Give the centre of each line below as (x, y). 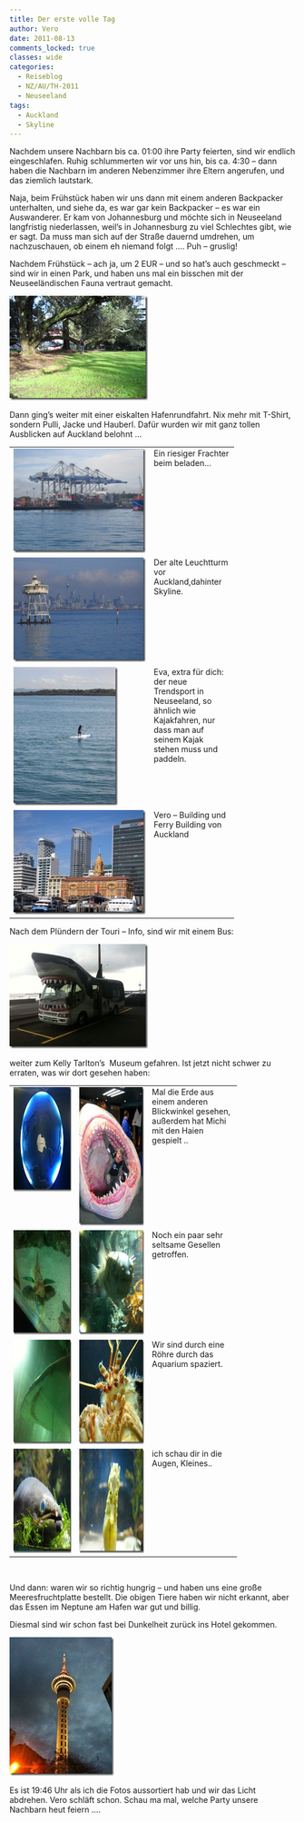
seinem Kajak (179, 739)
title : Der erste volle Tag (63, 19)
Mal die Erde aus (183, 1092)
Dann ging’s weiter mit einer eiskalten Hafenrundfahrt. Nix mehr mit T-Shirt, (150, 415)
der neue (171, 681)
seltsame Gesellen (186, 1245)
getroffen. (170, 1254)
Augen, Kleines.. (182, 1463)
